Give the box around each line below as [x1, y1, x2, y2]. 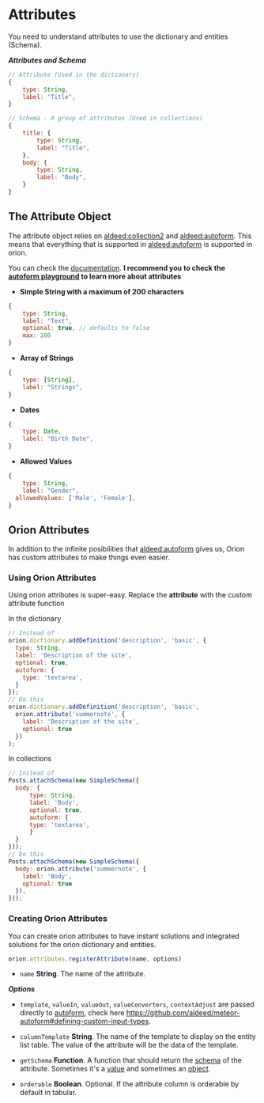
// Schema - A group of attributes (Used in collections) [8, 115, 203, 123]
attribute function [8, 599, 65, 608]
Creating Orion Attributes [8, 913, 108, 924]
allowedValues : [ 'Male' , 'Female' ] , [15, 494, 136, 502]
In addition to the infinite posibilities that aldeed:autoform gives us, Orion [8, 544, 245, 554]
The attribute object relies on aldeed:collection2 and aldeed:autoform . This [8, 231, 252, 241]
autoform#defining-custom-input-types [19, 1017, 149, 1026]
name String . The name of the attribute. [19, 969, 146, 979]
